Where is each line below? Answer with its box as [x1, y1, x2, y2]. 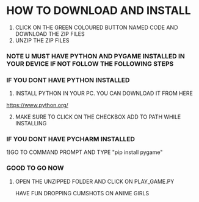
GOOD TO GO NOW [6, 164, 64, 172]
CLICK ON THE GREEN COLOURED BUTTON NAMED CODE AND [15, 24, 178, 31]
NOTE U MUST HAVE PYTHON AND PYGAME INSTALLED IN [6, 52, 185, 60]
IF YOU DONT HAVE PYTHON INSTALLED [6, 75, 130, 84]
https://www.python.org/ [6, 102, 68, 109]
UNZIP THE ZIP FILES [15, 37, 70, 44]
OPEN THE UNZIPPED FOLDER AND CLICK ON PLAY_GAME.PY [15, 178, 175, 185]
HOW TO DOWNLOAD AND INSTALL [6, 4, 191, 18]
